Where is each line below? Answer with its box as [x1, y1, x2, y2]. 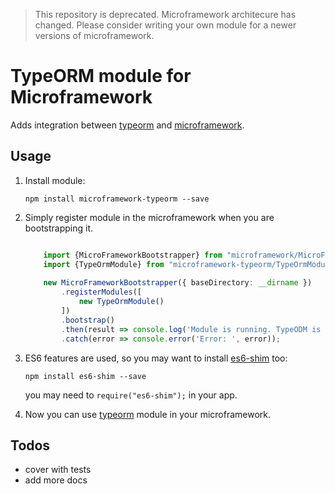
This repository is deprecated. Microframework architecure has [34, 9, 297, 20]
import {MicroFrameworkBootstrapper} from [43, 250, 223, 260]
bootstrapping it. [24, 222, 94, 234]
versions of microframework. [34, 30, 155, 41]
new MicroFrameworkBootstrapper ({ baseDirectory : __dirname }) [43, 278, 313, 288]
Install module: [24, 174, 86, 186]
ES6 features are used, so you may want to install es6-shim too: [24, 352, 288, 364]
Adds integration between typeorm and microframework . [10, 119, 245, 131]
